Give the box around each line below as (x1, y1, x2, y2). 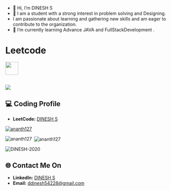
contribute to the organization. (12, 21, 77, 27)
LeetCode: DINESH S (12, 116, 58, 122)
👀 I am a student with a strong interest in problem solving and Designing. (12, 10, 166, 16)
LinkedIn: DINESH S (12, 175, 55, 181)
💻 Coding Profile (5, 100, 61, 108)
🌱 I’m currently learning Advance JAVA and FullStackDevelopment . (12, 27, 155, 33)
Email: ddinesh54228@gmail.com (12, 180, 84, 186)
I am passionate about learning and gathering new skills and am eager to (12, 16, 166, 22)
